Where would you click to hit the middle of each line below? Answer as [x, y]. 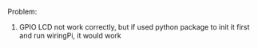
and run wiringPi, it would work [70, 36]
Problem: [22, 12]
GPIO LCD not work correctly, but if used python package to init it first [134, 27]
